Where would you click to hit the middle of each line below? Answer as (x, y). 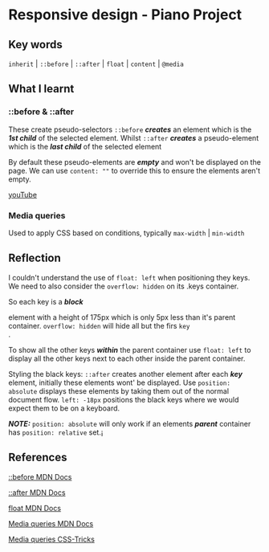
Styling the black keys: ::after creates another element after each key (126, 374)
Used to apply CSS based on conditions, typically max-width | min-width (126, 233)
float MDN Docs (35, 508)
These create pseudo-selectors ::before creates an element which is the (130, 129)
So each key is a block (46, 301)
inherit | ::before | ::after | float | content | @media (96, 63)
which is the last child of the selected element (85, 146)
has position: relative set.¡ (56, 432)
